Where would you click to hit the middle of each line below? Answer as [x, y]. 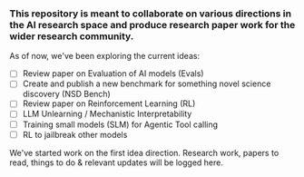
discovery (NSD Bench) [66, 94]
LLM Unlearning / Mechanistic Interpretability [107, 114]
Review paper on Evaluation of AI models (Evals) [113, 74]
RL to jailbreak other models [75, 134]
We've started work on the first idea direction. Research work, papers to [144, 152]
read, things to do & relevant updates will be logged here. [117, 162]
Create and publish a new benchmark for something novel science [147, 84]
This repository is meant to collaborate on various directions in [151, 14]
